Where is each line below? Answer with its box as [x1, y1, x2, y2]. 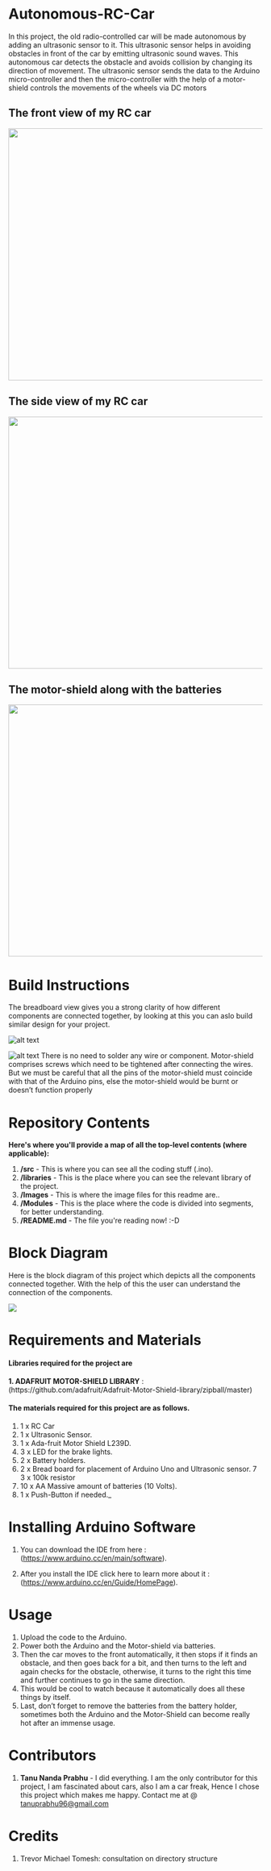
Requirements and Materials [8, 1331, 202, 1349]
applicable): [8, 1148, 50, 1158]
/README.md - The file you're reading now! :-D [19, 1215, 180, 1226]
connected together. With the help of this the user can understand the [8, 1279, 241, 1289]
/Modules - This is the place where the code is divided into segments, [19, 1198, 254, 1208]
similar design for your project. [8, 1019, 110, 1029]
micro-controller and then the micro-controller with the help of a [8, 74, 222, 84]
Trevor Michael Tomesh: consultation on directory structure [19, 1853, 218, 1863]
